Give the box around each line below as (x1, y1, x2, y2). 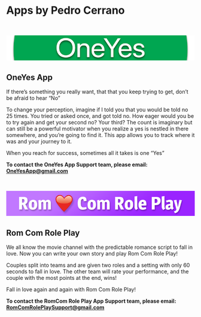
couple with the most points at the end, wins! (6, 274, 117, 281)
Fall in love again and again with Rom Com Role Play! (6, 285, 136, 293)
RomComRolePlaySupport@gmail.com (6, 303, 105, 311)
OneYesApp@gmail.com (6, 167, 69, 174)
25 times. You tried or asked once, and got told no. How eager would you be (6, 112, 194, 120)
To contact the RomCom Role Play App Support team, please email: (6, 297, 176, 304)
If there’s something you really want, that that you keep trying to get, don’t (6, 88, 188, 95)
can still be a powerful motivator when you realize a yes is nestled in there (6, 125, 189, 132)
